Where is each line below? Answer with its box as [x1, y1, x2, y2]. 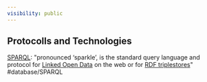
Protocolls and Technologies [7, 36, 132, 47]
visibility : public [7, 10, 63, 17]
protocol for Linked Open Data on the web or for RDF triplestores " [7, 61, 194, 69]
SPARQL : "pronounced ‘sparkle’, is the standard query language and [7, 53, 201, 61]
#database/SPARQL [7, 68, 63, 76]
